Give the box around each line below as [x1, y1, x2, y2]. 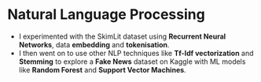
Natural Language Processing [7, 6, 205, 24]
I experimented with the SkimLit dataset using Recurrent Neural [18, 32, 226, 41]
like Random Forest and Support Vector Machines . [18, 65, 186, 74]
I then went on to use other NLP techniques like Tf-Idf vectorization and [18, 48, 254, 58]
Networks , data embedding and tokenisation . [18, 39, 170, 49]
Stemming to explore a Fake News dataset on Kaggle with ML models [18, 57, 246, 66]
